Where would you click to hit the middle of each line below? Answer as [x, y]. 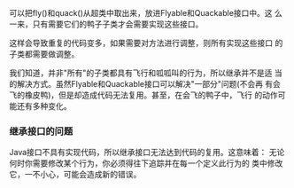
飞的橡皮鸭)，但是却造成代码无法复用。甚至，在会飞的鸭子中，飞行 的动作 [144, 95]
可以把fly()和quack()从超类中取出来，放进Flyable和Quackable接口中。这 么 [146, 13]
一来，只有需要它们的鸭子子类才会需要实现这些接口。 [106, 24]
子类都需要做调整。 [44, 54]
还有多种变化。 [44, 106]
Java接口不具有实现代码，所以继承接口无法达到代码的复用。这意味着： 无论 [147, 153]
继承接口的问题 [41, 131]
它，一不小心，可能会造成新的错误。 [75, 175]
